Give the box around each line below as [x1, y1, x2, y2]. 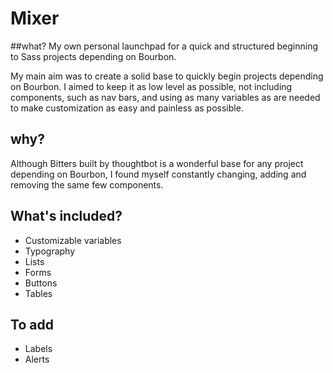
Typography [24, 245, 76, 257]
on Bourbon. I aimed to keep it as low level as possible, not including [10, 80, 293, 92]
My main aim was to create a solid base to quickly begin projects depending [10, 70, 324, 82]
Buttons [24, 277, 58, 289]
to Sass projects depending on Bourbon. [10, 50, 177, 62]
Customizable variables [24, 234, 122, 246]
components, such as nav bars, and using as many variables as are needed [10, 91, 321, 103]
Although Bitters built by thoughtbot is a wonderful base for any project [10, 157, 304, 169]
